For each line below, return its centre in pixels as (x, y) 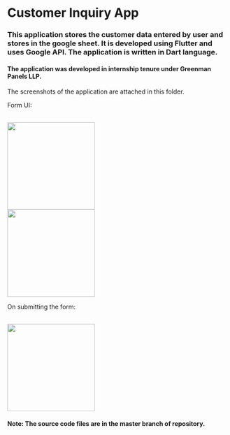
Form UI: (20, 105)
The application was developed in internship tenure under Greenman (109, 68)
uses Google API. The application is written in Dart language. (113, 52)
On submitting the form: (42, 307)
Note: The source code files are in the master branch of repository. (106, 423)
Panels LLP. (24, 76)
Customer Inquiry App (73, 13)
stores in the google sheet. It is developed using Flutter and (110, 43)
